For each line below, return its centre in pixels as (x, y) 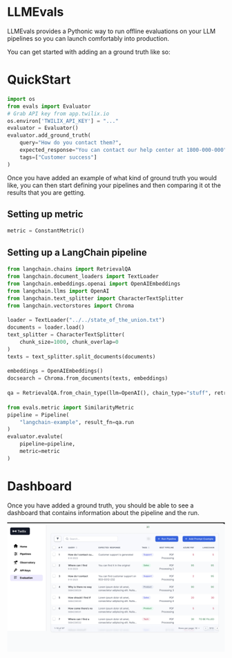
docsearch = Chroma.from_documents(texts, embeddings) (88, 378)
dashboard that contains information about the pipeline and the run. (103, 512)
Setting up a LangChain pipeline (77, 252)
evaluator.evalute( (35, 437)
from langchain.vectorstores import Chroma (71, 306)
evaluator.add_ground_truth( (49, 135)
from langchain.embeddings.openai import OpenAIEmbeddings (94, 284)
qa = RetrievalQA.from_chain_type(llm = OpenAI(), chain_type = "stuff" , (109, 393)
